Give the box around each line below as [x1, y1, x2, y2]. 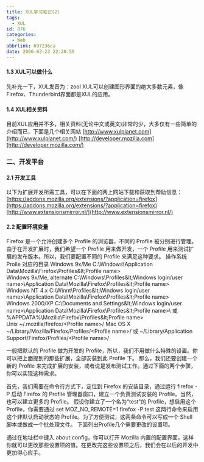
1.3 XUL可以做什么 [6, 68, 53, 76]
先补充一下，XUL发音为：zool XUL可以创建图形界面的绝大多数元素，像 [6, 83, 184, 90]
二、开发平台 [6, 158, 44, 166]
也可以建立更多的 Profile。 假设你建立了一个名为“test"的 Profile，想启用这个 [6, 398, 197, 405]
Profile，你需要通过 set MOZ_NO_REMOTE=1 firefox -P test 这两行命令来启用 [6, 406, 199, 413]
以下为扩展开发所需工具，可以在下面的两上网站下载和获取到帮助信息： [6, 188, 183, 196]
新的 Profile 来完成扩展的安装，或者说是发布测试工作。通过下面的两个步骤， [6, 362, 197, 369]
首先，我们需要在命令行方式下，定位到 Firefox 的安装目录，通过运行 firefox [6, 383, 194, 390]
